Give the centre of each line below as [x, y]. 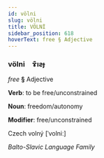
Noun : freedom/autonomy [45, 106]
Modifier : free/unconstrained [50, 120]
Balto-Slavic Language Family [51, 147]
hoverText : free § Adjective [50, 40]
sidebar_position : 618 [41, 33]
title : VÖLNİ [27, 27]
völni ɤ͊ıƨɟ [27, 64]
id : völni [22, 14]
